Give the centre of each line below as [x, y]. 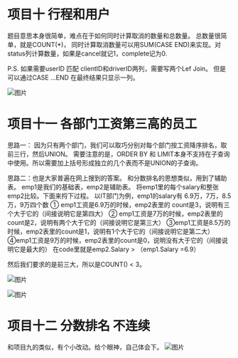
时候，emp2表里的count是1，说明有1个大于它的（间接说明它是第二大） [111, 231]
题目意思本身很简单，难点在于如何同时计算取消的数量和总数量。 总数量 [111, 36]
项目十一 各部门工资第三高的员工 [102, 124]
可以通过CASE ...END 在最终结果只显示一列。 [74, 77]
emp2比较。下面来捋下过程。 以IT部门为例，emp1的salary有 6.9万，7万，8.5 [119, 196]
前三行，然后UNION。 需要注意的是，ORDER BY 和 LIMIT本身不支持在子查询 [119, 154]
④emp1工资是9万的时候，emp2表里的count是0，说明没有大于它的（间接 [115, 240]
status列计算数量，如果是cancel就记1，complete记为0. [87, 53]
